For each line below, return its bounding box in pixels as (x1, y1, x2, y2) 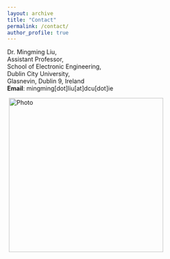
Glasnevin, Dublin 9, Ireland (7, 77, 85, 86)
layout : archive (7, 10, 53, 17)
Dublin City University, (7, 70, 71, 78)
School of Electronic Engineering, (7, 62, 101, 71)
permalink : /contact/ (7, 23, 69, 29)
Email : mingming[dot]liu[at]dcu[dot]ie (7, 84, 114, 92)
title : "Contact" (7, 16, 57, 23)
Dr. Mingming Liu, (7, 48, 57, 56)
